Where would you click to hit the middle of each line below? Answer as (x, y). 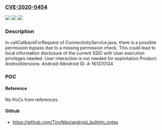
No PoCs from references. (32, 99)
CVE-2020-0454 (26, 7)
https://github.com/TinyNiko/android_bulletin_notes (65, 122)
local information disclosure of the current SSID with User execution (75, 53)
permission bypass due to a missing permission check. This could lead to (81, 47)
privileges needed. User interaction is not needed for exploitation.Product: (81, 58)
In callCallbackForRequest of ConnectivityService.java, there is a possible (81, 42)
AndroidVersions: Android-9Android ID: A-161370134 (59, 63)
